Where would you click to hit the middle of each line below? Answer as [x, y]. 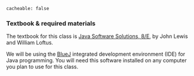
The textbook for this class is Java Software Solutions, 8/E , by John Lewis [97, 36]
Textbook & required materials [51, 23]
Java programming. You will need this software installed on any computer [96, 61]
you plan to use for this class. [42, 67]
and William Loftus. [30, 43]
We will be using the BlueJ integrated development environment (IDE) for [96, 54]
